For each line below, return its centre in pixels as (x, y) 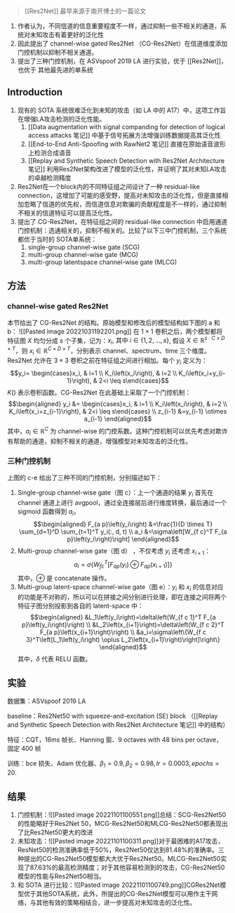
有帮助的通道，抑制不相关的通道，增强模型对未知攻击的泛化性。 (99, 441)
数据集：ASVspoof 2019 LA (47, 701)
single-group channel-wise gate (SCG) (84, 247)
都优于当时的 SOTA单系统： (57, 239)
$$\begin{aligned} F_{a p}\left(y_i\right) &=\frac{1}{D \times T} (123, 524)
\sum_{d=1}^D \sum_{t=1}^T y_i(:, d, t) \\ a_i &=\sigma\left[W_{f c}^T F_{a (123, 531)
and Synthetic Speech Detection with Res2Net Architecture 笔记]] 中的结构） (118, 725)
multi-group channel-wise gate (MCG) (83, 254)
